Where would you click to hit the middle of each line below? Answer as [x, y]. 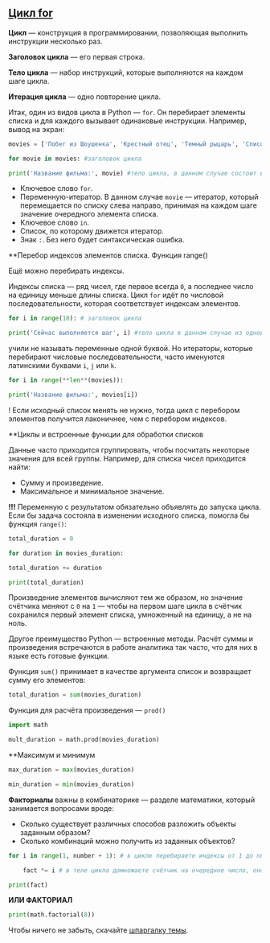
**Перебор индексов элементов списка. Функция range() [108, 255]
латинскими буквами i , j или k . [62, 366]
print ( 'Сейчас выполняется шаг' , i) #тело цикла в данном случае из [125, 333]
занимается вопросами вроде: [61, 808]
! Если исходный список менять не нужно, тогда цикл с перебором [124, 410]
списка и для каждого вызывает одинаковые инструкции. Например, [128, 121]
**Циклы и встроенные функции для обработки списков [106, 434]
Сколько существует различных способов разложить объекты [128, 824]
